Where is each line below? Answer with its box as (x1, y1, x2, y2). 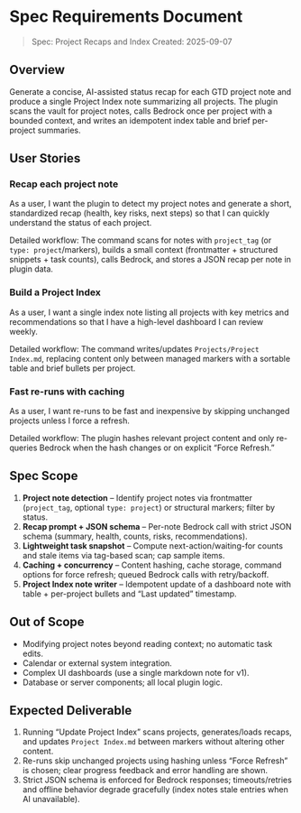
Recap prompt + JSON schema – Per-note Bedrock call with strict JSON (22, 521, 292, 531)
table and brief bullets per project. (9, 363, 136, 374)
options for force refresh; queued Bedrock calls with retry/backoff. (22, 568, 269, 579)
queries (9, 442, 38, 453)
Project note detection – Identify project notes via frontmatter (22, 492, 252, 503)
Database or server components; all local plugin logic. (22, 677, 223, 688)
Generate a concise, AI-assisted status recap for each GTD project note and (9, 86, 292, 97)
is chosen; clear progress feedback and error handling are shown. (22, 765, 269, 776)
